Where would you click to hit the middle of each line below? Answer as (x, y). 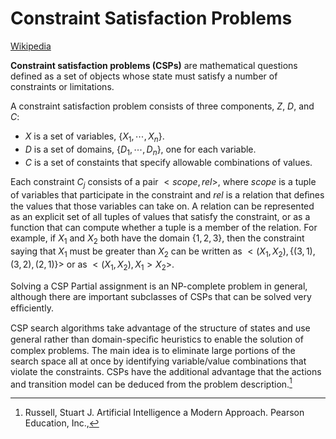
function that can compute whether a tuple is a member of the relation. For (164, 228)
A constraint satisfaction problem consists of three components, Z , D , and (162, 106)
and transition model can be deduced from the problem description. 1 (151, 383)
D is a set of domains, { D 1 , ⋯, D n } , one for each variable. (140, 150)
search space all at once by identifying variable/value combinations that (158, 361)
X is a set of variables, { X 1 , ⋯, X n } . (94, 137)
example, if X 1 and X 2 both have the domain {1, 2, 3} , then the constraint (157, 239)
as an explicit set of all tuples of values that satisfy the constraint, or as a (160, 217)
